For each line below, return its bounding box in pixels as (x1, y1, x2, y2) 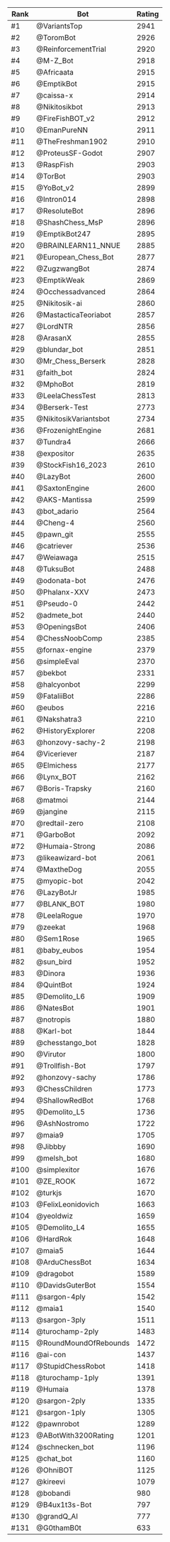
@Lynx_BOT (36, 772, 77, 781)
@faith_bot (36, 368, 73, 378)
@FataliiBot (36, 691, 74, 701)
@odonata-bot (36, 576, 86, 585)
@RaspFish (36, 160, 74, 169)
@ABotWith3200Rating (36, 1430, 115, 1440)
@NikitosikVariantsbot (36, 414, 110, 424)
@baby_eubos (36, 946, 84, 955)
